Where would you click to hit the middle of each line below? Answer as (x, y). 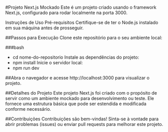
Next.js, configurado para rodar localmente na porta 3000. (66, 13)
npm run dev (26, 68)
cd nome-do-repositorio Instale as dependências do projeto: (76, 57)
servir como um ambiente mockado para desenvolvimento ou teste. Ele (80, 98)
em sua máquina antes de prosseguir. (44, 28)
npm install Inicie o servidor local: (48, 62)
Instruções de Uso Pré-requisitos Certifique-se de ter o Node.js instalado (82, 23)
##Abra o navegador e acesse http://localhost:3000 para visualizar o (77, 78)
